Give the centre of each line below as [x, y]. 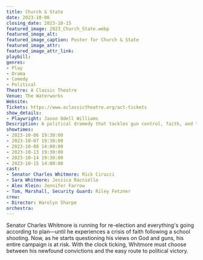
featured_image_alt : [32, 34]
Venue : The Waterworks [35, 96]
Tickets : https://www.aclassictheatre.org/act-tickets [77, 107]
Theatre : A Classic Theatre [42, 90]
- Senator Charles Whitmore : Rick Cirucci [60, 175]
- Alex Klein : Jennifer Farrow [46, 186]
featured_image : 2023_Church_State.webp [58, 29]
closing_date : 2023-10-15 [39, 23]
